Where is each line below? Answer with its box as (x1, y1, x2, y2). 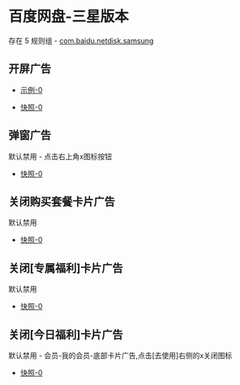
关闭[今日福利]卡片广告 (8, 327, 123, 341)
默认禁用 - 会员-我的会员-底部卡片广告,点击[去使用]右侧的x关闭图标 (8, 351, 233, 360)
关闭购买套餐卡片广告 (8, 194, 115, 208)
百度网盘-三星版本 (8, 7, 130, 26)
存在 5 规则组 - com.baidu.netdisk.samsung (8, 36, 154, 45)
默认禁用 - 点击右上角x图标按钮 (8, 151, 112, 161)
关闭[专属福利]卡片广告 (8, 261, 123, 275)
